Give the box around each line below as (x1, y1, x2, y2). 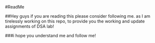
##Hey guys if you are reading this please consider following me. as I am (5, 13, 151, 19)
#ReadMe (5, 4, 25, 10)
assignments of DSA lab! (5, 23, 54, 29)
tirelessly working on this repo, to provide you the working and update (5, 19, 145, 24)
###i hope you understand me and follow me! (5, 33, 96, 38)
